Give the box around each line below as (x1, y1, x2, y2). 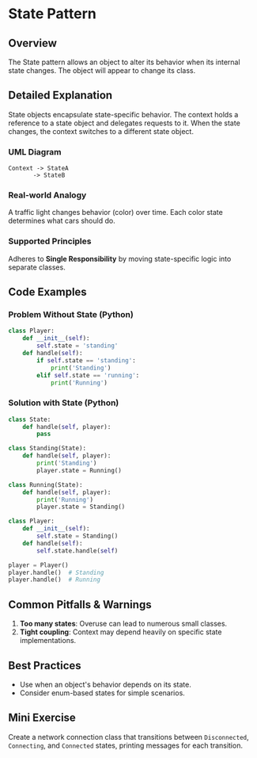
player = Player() (8, 561, 69, 569)
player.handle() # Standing (8, 568, 104, 576)
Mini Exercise (8, 711, 77, 725)
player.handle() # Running (8, 576, 101, 584)
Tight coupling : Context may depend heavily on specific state (19, 627, 222, 637)
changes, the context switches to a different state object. (8, 126, 194, 136)
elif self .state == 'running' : (36, 371, 140, 379)
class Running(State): (8, 480, 83, 488)
